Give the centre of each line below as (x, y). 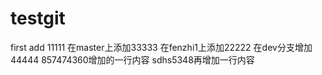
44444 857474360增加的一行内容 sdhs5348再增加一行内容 (132, 59)
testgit (38, 18)
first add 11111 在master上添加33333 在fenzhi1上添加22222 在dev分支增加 (161, 47)
